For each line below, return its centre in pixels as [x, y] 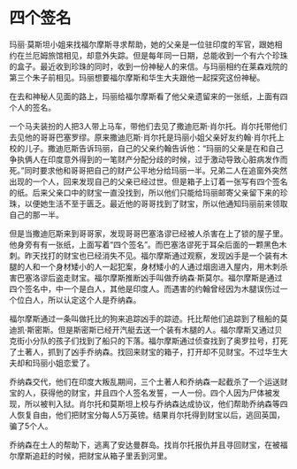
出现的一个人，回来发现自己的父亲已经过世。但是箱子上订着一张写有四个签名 [148, 181]
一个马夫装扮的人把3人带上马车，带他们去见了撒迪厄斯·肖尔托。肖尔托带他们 [148, 126]
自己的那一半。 [36, 214]
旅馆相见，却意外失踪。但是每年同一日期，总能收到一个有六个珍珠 [168, 55]
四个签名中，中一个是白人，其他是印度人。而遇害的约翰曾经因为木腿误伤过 [145, 288]
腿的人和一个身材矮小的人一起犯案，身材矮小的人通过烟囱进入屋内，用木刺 [145, 266]
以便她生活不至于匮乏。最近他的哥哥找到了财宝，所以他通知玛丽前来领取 [156, 204]
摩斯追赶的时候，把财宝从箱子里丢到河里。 [94, 456]
